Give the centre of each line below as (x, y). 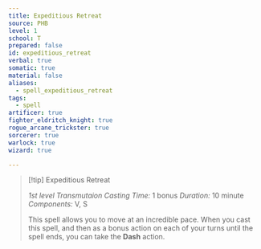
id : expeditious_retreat (50, 53)
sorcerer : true (34, 135)
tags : (17, 98)
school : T (25, 38)
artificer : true (35, 113)
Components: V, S (58, 204)
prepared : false (35, 46)
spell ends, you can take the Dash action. (96, 237)
